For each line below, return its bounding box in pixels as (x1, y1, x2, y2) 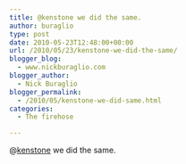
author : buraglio (9, 21, 74, 30)
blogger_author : (9, 71, 70, 80)
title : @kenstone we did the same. (9, 12, 142, 22)
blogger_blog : (9, 54, 63, 63)
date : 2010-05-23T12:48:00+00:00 (9, 37, 134, 47)
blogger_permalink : (9, 87, 82, 96)
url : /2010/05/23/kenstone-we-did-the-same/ (9, 46, 178, 55)
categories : (9, 104, 54, 113)
